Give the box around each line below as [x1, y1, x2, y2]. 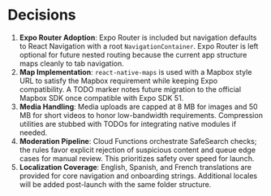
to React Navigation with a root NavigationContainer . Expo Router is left [19, 41, 259, 50]
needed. [19, 128, 48, 137]
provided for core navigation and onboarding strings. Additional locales [19, 171, 257, 181]
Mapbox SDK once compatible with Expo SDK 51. [19, 93, 184, 102]
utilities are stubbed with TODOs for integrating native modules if [19, 119, 237, 128]
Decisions [7, 6, 76, 24]
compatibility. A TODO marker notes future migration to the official [19, 84, 241, 94]
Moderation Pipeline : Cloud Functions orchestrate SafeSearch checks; [19, 136, 257, 146]
